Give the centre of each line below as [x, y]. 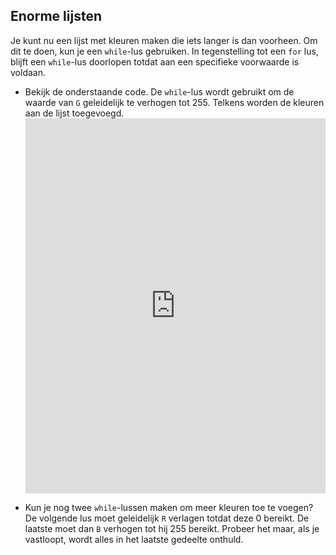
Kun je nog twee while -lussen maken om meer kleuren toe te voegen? [169, 507]
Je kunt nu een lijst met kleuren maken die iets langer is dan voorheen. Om [164, 40]
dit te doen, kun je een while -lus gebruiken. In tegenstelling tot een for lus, [164, 51]
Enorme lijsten [56, 16]
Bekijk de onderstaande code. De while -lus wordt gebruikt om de [159, 91]
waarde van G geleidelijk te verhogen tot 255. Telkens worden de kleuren [174, 102]
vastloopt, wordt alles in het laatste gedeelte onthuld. [134, 539]
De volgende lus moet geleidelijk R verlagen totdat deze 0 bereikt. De [167, 518]
